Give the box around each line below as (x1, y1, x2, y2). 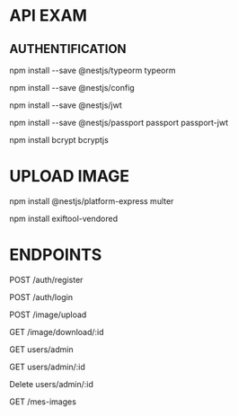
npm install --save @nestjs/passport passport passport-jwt (9, 118, 229, 128)
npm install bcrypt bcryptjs (9, 135, 110, 145)
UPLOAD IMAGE (9, 166, 130, 187)
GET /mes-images (9, 396, 76, 407)
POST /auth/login (9, 291, 74, 302)
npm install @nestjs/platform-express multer (9, 195, 174, 207)
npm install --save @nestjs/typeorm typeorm (9, 65, 176, 75)
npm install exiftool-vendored (9, 213, 119, 224)
